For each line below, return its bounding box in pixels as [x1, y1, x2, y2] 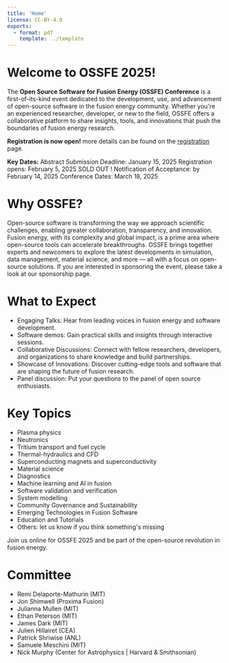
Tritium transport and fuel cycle [16, 443, 106, 451]
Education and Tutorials [16, 515, 84, 523]
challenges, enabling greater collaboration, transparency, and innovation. [7, 226, 213, 234]
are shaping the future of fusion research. [16, 367, 135, 375]
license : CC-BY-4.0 [7, 16, 63, 23]
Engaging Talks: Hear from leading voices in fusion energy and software [16, 316, 221, 324]
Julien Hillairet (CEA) [16, 626, 76, 634]
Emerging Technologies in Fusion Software [16, 508, 138, 517]
